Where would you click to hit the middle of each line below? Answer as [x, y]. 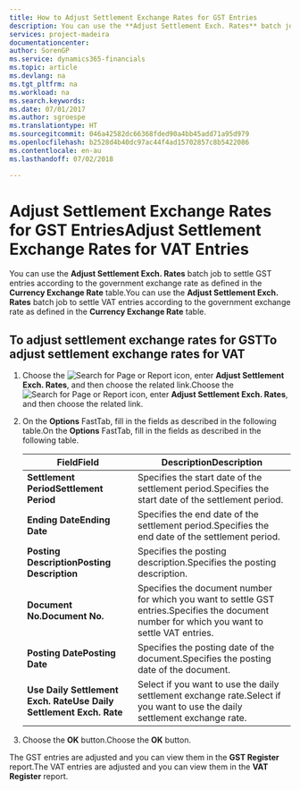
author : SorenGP [39, 51]
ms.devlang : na [37, 76]
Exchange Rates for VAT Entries [129, 249]
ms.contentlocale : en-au [55, 150]
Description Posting [69, 563]
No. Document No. [65, 616]
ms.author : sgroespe [48, 117]
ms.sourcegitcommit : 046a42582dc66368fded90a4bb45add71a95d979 [129, 134]
